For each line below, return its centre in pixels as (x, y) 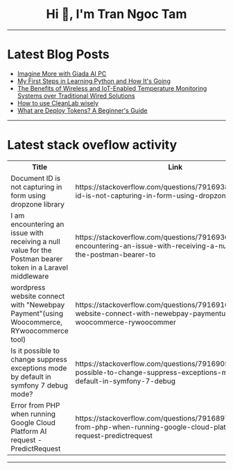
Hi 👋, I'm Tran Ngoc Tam (116, 14)
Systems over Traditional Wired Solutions (76, 96)
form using (28, 195)
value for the (31, 250)
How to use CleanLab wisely (58, 103)
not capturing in (36, 186)
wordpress (28, 287)
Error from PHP (35, 405)
